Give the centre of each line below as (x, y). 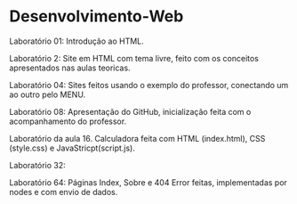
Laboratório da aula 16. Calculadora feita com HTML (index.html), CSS (137, 138)
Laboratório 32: (38, 165)
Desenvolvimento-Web (96, 16)
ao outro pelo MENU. (48, 94)
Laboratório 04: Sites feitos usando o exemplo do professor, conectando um (149, 85)
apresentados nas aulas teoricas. (70, 68)
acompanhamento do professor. (68, 121)
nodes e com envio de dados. (64, 192)
